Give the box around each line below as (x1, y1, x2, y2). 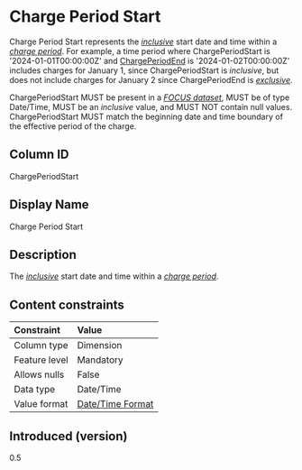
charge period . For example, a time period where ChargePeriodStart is (9, 45, 270, 56)
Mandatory (77, 354, 124, 366)
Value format (14, 398, 69, 410)
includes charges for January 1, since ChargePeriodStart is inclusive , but (9, 65, 279, 76)
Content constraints (9, 297, 124, 312)
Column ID (9, 147, 69, 162)
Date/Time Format (77, 398, 154, 410)
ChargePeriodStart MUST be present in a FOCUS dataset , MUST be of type (9, 92, 290, 103)
